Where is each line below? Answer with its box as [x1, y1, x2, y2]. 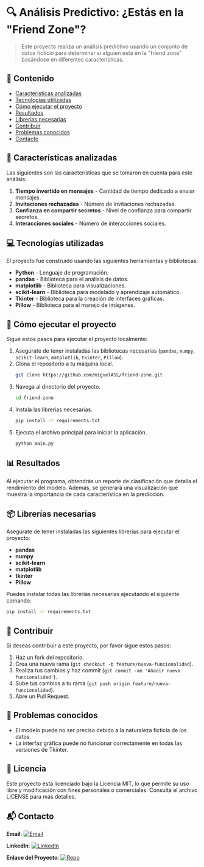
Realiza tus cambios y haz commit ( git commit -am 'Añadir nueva [15, 667, 181, 674]
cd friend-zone [15, 395, 54, 401]
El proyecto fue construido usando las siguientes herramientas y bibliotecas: [6, 257, 199, 265]
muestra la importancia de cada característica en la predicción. [6, 490, 165, 498]
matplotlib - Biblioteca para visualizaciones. [15, 282, 127, 289]
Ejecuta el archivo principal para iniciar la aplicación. [15, 428, 147, 436]
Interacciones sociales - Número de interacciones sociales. [15, 220, 166, 227]
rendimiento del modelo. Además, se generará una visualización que [6, 484, 178, 491]
